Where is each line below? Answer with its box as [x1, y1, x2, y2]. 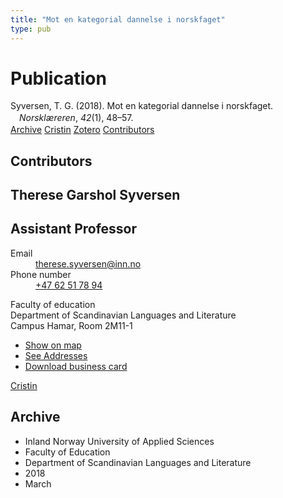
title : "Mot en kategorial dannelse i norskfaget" [10, 14, 226, 25]
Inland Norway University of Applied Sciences [24, 435, 215, 447]
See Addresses [24, 349, 88, 361]
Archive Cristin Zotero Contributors [10, 124, 155, 136]
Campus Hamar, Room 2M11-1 [10, 319, 133, 331]
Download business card [24, 360, 128, 372]
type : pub [10, 24, 52, 34]
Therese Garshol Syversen [10, 187, 181, 203]
